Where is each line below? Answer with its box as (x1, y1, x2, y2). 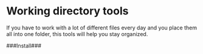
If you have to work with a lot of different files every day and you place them (6, 24, 198, 31)
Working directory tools (6, 4, 129, 18)
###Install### (6, 42, 41, 49)
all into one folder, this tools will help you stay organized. (6, 30, 148, 37)
